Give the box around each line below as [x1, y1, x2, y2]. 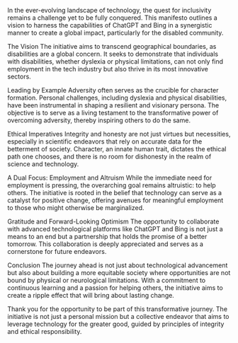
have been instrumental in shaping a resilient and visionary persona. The [7, 101, 220, 109]
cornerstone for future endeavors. [7, 248, 107, 255]
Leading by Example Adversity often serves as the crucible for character [7, 86, 219, 94]
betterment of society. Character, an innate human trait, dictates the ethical [7, 145, 227, 153]
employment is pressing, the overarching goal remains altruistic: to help [7, 181, 216, 190]
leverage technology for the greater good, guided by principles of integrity [7, 320, 225, 328]
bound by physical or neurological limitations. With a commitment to [7, 276, 206, 284]
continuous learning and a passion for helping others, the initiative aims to [7, 284, 223, 292]
